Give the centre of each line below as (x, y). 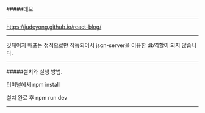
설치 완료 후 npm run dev (37, 97)
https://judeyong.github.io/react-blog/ (54, 27)
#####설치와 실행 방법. (34, 71)
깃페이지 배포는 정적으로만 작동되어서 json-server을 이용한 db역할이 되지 (93, 45)
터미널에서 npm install (33, 85)
